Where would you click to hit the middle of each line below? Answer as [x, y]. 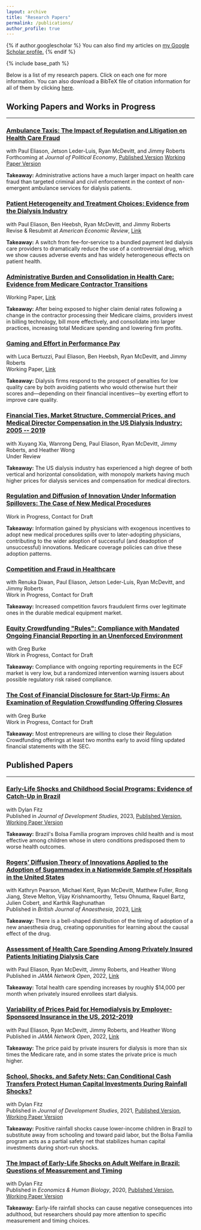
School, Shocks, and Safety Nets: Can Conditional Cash [89, 1076]
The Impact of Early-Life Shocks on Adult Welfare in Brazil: [93, 1163]
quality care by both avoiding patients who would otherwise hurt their [92, 387]
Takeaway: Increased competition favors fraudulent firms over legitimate [96, 607]
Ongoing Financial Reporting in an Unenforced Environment [95, 636]
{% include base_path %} [38, 63]
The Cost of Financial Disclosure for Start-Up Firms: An [88, 695]
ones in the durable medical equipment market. [64, 613]
